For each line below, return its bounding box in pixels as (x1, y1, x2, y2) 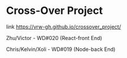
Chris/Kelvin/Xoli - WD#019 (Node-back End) (6, 45, 116, 53)
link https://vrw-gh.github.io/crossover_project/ (6, 23, 122, 30)
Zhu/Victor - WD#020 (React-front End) (6, 34, 102, 41)
